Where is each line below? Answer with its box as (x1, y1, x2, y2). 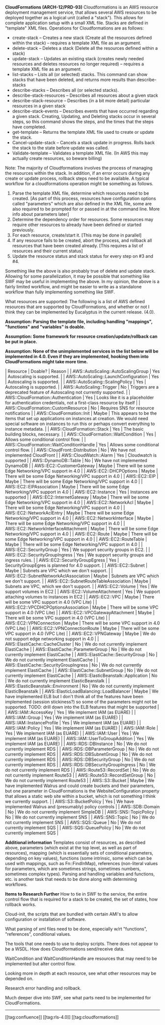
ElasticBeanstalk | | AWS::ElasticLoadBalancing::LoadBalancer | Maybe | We (5, 688, 159, 694)
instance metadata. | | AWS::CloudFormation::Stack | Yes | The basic (5, 426, 144, 432)
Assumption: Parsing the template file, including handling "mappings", (5, 318, 153, 324)
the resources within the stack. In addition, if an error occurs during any (5, 170, 150, 176)
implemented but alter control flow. (5, 961, 76, 967)
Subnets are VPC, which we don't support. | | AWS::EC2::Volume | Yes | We (5, 584, 158, 589)
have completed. (12, 124, 47, 130)
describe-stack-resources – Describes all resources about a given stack (12, 92, 158, 98)
